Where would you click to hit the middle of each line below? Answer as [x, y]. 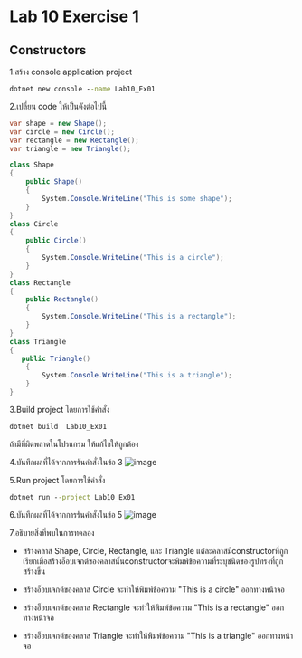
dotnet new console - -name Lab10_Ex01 [82, 89]
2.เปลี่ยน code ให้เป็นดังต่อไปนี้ [58, 106]
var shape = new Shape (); [58, 123]
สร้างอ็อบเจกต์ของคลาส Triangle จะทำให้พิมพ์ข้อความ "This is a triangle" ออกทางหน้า [158, 635]
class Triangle [38, 341]
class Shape [32, 165]
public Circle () [57, 241]
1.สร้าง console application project [71, 72]
